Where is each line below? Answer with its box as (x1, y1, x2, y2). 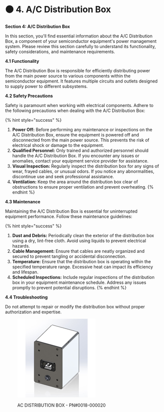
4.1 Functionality (5, 58, 39, 64)
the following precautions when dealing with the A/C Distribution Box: (5, 108, 145, 113)
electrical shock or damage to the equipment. (12, 142, 104, 148)
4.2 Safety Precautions (5, 93, 53, 99)
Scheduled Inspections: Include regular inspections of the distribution (12, 274, 155, 280)
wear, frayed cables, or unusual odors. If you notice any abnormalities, (12, 168, 155, 174)
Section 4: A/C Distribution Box (5, 23, 70, 29)
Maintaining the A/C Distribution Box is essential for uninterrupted (5, 208, 138, 214)
